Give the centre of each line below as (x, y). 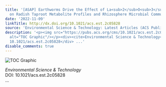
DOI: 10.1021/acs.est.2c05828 (35, 75)
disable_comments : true (30, 46)
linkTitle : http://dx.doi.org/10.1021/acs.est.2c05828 (63, 23)
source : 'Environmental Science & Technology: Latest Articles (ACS (77, 28)
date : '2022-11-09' (25, 19)
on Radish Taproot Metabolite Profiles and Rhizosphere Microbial (79, 14)
